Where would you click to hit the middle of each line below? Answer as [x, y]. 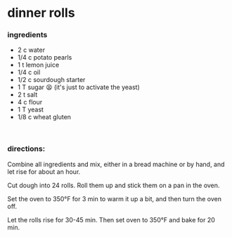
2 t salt [27, 95]
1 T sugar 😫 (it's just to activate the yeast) [79, 87]
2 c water [31, 50]
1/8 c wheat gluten [44, 117]
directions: [26, 149]
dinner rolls [41, 13]
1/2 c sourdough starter [51, 80]
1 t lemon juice [38, 65]
